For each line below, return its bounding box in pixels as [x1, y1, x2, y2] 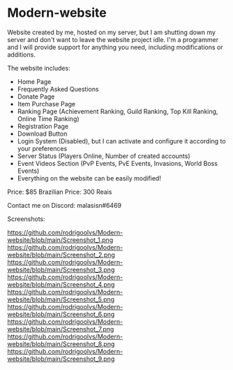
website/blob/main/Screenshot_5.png [7, 295, 115, 304]
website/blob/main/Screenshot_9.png [7, 355, 115, 363]
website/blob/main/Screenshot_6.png [7, 310, 115, 318]
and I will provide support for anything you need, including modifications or [7, 43, 223, 51]
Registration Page [17, 122, 68, 130]
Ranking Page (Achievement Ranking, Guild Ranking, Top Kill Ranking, [17, 107, 218, 115]
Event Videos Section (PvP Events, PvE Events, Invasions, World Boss [17, 159, 218, 167]
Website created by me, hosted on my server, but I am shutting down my [7, 28, 216, 36]
